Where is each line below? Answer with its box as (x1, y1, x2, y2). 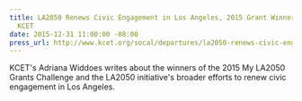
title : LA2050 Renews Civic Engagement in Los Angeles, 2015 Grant (9, 13, 268, 22)
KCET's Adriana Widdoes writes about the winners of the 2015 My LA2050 (9, 63, 286, 73)
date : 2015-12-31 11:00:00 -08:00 (9, 29, 139, 38)
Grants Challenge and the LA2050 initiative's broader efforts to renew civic (9, 72, 287, 83)
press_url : (9, 38, 50, 47)
